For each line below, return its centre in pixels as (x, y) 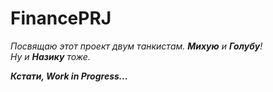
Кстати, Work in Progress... (69, 76)
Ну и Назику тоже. (50, 56)
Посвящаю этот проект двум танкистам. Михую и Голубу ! (136, 46)
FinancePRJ (61, 18)
